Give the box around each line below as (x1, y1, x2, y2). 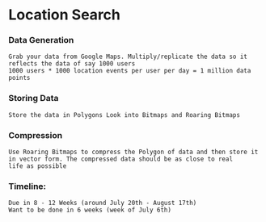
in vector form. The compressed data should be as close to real (8, 155, 233, 163)
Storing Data (8, 93, 59, 104)
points (8, 74, 31, 82)
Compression (8, 129, 63, 140)
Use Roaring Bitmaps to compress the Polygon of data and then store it (8, 148, 259, 157)
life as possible (8, 162, 67, 170)
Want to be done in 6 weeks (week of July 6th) (8, 206, 172, 215)
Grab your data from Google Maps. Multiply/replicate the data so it (8, 52, 248, 61)
